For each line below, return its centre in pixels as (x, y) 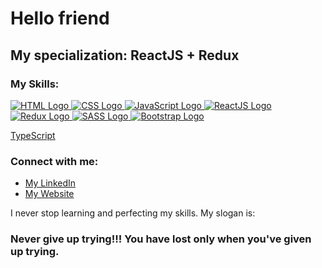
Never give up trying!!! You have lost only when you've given (161, 239)
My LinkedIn (50, 183)
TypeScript (33, 135)
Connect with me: (54, 161)
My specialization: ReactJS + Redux (125, 55)
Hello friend (60, 18)
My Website (49, 194)
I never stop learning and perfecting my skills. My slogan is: (133, 213)
